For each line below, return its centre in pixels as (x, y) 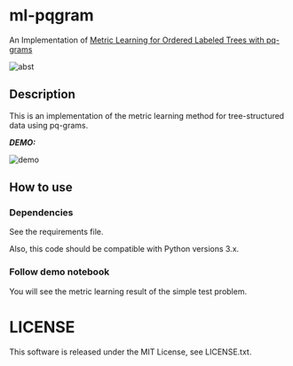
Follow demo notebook (59, 272)
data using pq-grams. (49, 125)
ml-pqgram (52, 16)
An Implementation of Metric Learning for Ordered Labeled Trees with (137, 40)
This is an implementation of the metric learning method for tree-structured (147, 115)
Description (42, 94)
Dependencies (41, 213)
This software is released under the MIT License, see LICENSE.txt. (131, 352)
